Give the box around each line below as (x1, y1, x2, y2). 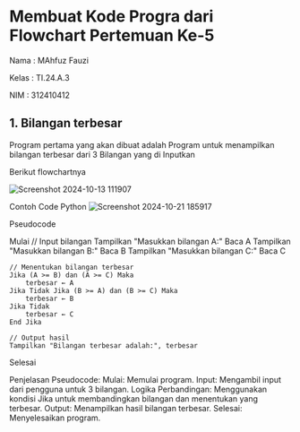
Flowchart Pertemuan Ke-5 (9, 25, 215, 46)
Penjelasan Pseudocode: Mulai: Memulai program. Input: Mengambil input (9, 374, 282, 384)
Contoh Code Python (9, 201, 87, 212)
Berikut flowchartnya (9, 166, 87, 177)
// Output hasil (9, 333, 70, 342)
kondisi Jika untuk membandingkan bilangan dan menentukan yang (9, 393, 258, 404)
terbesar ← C (25, 309, 74, 319)
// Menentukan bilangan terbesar (9, 263, 134, 272)
